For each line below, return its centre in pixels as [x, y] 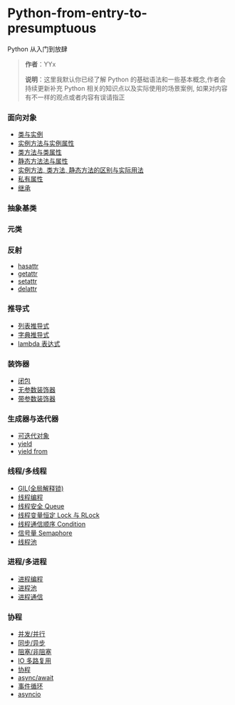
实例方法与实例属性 [46, 144]
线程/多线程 [27, 471]
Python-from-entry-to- [77, 13]
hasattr [28, 266]
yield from [32, 451]
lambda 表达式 [39, 344]
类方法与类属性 [40, 152]
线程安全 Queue [41, 506]
